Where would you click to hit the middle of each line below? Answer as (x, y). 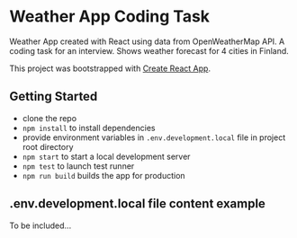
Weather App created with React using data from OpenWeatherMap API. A (147, 41)
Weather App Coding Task (109, 17)
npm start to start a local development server (106, 156)
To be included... (40, 225)
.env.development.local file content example (137, 204)
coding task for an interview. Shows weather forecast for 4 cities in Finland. (149, 50)
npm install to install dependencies (89, 128)
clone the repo (49, 118)
